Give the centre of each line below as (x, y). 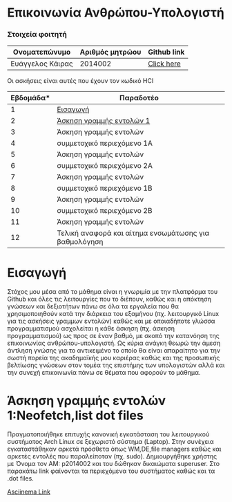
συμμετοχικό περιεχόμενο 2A (105, 166)
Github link (166, 52)
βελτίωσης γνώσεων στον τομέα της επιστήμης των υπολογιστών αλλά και (116, 365)
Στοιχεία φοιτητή (37, 35)
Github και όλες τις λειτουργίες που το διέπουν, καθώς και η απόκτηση (109, 299)
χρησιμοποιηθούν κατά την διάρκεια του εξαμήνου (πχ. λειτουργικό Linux (113, 314)
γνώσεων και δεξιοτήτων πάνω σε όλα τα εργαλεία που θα (93, 306)
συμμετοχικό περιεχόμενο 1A (105, 143)
